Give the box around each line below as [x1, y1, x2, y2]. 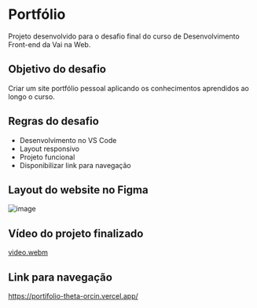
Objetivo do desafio [8, 63, 106, 76]
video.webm [8, 247, 49, 257]
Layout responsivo [19, 144, 80, 153]
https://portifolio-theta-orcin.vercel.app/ [8, 291, 139, 300]
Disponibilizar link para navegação [19, 160, 131, 170]
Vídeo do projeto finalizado [8, 226, 144, 240]
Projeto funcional [19, 152, 75, 162]
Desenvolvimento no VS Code [19, 135, 117, 145]
